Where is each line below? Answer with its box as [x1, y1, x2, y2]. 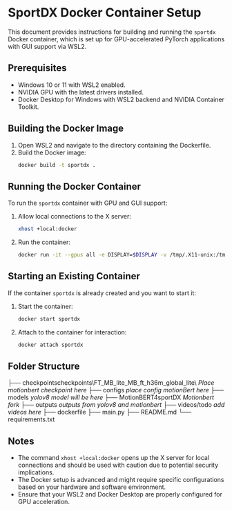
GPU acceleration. [17, 498, 70, 506]
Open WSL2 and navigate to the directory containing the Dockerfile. [17, 141, 211, 149]
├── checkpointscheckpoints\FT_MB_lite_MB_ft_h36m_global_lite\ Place [8, 379, 215, 387]
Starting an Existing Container [8, 270, 141, 282]
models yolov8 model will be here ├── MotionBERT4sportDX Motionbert [8, 393, 215, 401]
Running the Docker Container [8, 181, 141, 192]
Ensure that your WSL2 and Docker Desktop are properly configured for [17, 490, 223, 499]
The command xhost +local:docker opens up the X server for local [17, 454, 210, 462]
